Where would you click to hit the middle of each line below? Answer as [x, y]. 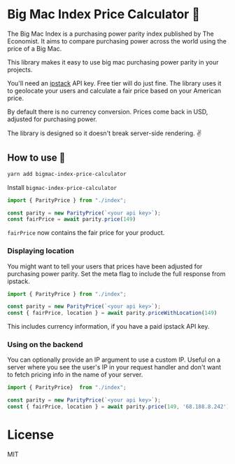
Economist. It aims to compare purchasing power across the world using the [117, 41]
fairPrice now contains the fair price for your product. [86, 233]
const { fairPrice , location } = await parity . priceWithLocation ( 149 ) [112, 313]
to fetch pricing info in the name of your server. [75, 375]
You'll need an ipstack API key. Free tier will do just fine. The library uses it [114, 83]
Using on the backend [45, 345]
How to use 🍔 [36, 158]
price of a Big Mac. [35, 48]
